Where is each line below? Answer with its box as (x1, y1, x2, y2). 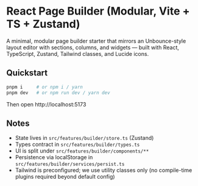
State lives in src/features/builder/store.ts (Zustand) (15, 134, 154, 142)
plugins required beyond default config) (15, 173, 115, 181)
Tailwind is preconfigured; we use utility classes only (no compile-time (15, 167, 193, 174)
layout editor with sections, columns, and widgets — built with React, (6, 44, 180, 51)
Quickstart (6, 68, 48, 78)
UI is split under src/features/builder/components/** (15, 147, 149, 154)
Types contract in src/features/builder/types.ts (15, 141, 140, 148)
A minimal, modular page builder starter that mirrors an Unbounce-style (6, 37, 186, 44)
